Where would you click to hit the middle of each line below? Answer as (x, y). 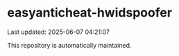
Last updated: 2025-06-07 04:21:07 (58, 32)
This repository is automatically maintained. (69, 45)
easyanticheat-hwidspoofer (89, 13)
